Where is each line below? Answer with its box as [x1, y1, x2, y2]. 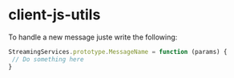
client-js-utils [8, 6, 101, 24]
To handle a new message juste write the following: [8, 32, 178, 42]
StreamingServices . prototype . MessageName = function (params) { [8, 47, 228, 55]
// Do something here [11, 55, 84, 64]
